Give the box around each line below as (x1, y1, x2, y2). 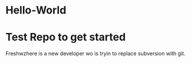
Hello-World (5, 4, 67, 17)
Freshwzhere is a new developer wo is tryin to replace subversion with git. (5, 50, 186, 57)
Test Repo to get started (5, 31, 126, 44)
